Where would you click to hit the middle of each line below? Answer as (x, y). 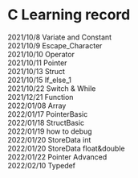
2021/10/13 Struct (37, 71)
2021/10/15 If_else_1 (39, 80)
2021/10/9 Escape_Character (55, 45)
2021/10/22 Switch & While (52, 88)
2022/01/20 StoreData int (49, 139)
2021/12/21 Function (41, 97)
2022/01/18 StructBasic (46, 122)
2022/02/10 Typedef (42, 165)
